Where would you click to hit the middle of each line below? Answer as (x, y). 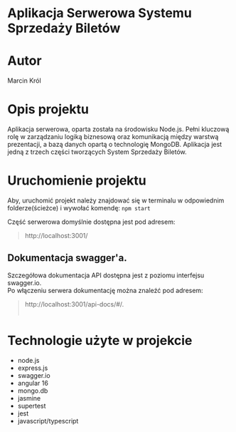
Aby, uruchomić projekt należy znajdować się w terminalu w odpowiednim (116, 200)
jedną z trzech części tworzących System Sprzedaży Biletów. (97, 152)
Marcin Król (24, 81)
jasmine (29, 398)
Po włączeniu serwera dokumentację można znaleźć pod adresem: (106, 290)
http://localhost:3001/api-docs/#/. (74, 304)
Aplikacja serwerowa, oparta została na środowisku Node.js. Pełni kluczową (118, 129)
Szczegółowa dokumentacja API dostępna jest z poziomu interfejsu (106, 275)
